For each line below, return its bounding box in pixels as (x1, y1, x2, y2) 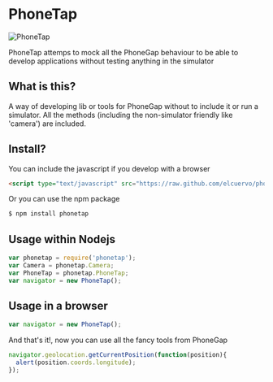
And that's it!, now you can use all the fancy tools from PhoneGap (8, 335, 228, 345)
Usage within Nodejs (8, 232, 116, 246)
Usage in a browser (8, 299, 108, 313)
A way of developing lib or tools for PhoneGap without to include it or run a (8, 101, 258, 111)
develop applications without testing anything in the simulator (8, 56, 214, 66)
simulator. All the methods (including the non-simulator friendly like (8, 110, 233, 119)
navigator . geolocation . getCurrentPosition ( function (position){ (8, 351, 227, 359)
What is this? (8, 80, 76, 93)
